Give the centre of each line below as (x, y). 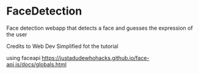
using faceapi (24, 58)
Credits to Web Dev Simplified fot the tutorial (63, 46)
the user (17, 34)
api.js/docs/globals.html (37, 64)
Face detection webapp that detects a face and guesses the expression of (100, 28)
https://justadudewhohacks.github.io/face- (96, 58)
